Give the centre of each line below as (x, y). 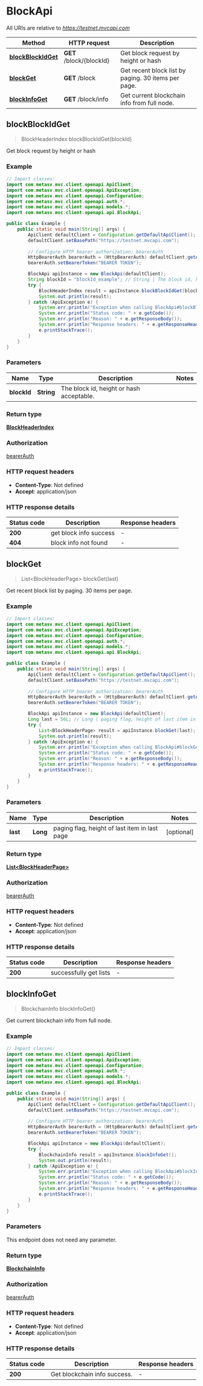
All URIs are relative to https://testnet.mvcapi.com (68, 28)
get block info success (82, 532)
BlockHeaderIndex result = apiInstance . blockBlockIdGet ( (112, 291)
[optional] (180, 832)
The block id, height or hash (100, 388)
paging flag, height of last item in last (106, 828)
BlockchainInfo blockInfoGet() (58, 1008)
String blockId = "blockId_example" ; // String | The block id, (111, 279)
